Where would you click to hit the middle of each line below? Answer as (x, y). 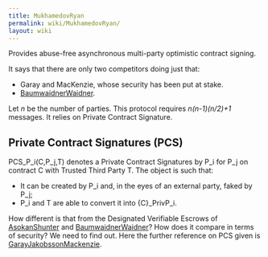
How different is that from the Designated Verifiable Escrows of (113, 218)
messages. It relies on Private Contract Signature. (91, 117)
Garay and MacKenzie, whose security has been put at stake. (122, 84)
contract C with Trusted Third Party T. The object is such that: (111, 170)
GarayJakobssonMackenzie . (55, 244)
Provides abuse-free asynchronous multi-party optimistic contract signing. (132, 54)
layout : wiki (30, 31)
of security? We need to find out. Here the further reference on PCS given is (134, 236)
